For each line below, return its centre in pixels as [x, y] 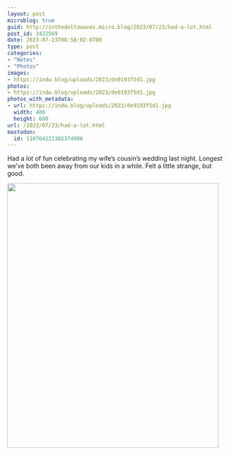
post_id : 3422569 [33, 34]
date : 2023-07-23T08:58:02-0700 [55, 40]
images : [19, 73]
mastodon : [22, 132]
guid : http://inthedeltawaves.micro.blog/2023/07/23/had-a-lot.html [110, 27]
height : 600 [31, 119]
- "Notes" [22, 60]
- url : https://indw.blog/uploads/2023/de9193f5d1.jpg [89, 106]
